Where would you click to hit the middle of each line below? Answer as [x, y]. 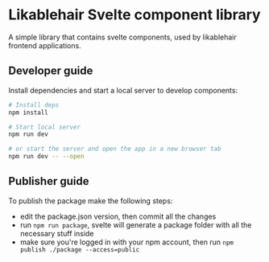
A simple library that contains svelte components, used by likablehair [122, 37]
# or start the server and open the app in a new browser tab [115, 149]
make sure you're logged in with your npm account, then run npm [127, 242]
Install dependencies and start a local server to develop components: [123, 90]
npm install [28, 113]
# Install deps [34, 105]
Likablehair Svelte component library [134, 15]
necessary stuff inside [57, 233]
